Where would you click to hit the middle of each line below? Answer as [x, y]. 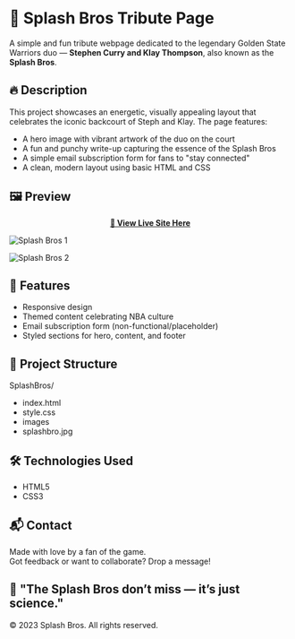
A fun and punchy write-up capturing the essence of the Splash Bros [149, 148]
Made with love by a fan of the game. [78, 551]
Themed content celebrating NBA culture [98, 316]
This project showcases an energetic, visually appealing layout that [133, 112]
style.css [39, 412]
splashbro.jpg [47, 432]
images [36, 422]
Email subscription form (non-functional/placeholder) [120, 326]
